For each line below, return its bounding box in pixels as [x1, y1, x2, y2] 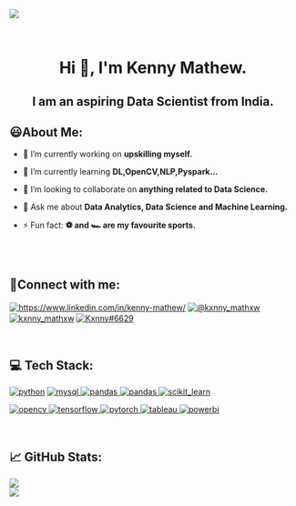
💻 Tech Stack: [9, 358, 94, 373]
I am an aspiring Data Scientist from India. [32, 94, 274, 109]
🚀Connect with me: [9, 277, 120, 292]
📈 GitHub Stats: [9, 449, 103, 464]
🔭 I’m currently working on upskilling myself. [22, 148, 193, 159]
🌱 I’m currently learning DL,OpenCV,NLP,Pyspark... [22, 167, 219, 177]
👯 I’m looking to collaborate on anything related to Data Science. [22, 184, 269, 195]
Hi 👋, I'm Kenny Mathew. [58, 57, 248, 78]
